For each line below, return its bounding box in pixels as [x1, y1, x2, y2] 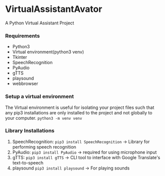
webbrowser [12, 81, 38, 87]
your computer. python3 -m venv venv [5, 115, 82, 121]
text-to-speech [12, 160, 44, 166]
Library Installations [5, 127, 55, 134]
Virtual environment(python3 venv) [12, 49, 84, 55]
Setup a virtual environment [5, 93, 74, 100]
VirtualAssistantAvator [5, 3, 102, 15]
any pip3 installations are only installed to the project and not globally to [5, 109, 153, 115]
